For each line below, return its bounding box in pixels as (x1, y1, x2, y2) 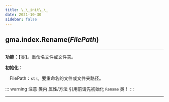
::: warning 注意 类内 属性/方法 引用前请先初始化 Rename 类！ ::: (5, 86, 134, 92)
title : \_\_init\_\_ (5, 7, 49, 13)
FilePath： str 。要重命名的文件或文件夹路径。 (10, 75, 104, 81)
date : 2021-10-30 (5, 12, 42, 17)
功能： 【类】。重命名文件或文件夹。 (5, 54, 76, 60)
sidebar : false (5, 17, 37, 22)
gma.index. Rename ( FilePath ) (5, 35, 99, 44)
